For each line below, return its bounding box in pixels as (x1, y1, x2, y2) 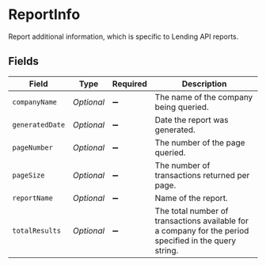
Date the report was (154, 114, 229, 125)
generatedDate (12, 120, 66, 129)
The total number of (154, 205, 229, 216)
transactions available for (154, 215, 249, 226)
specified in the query (154, 235, 236, 246)
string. (154, 245, 179, 256)
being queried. (154, 101, 209, 112)
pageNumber (12, 142, 53, 152)
